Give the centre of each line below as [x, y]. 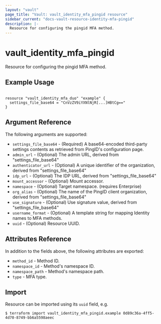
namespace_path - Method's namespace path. [58, 271]
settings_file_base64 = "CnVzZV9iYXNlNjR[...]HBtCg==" [68, 103]
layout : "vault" [22, 10]
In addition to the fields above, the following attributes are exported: [75, 251]
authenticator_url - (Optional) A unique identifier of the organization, [84, 165]
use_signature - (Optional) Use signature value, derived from [75, 202]
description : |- [22, 24]
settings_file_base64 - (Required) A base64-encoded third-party [80, 144]
